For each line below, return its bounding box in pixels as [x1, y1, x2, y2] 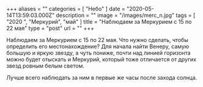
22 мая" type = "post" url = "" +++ [6, 24, 95, 32]
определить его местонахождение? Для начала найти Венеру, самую [6, 43, 190, 50]
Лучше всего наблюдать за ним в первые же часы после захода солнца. [6, 74, 197, 81]
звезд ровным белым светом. [6, 62, 84, 69]
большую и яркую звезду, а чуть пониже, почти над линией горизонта [6, 49, 191, 57]
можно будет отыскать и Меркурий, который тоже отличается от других [6, 56, 197, 63]
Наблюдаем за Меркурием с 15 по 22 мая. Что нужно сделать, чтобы [6, 37, 188, 43]
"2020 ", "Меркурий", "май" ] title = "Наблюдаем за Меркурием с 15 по [6, 18, 192, 25]
